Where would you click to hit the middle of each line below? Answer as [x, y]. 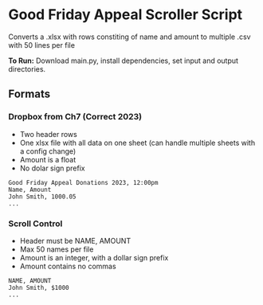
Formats [29, 94]
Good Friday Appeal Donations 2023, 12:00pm [83, 182]
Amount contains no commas [68, 266]
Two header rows [48, 134]
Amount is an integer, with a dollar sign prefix [94, 257]
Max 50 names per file [57, 249]
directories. [27, 68]
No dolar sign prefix [52, 168]
